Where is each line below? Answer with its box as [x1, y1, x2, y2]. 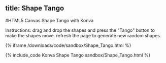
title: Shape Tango [5, 4, 64, 13]
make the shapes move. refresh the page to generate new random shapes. [5, 32, 161, 38]
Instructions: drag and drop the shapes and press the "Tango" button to [5, 27, 155, 33]
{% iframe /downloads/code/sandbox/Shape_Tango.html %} [5, 42, 131, 48]
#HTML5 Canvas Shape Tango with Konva [5, 17, 94, 23]
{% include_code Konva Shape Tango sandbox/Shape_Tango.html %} [5, 52, 151, 58]
